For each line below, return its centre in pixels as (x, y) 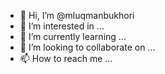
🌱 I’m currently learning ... (73, 36)
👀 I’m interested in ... (62, 26)
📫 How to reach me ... (66, 58)
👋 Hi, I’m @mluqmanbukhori (77, 15)
